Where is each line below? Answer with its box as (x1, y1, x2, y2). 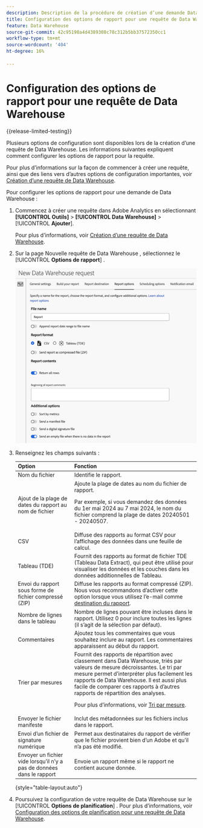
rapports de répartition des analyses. (74, 690, 166, 697)
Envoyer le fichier (18, 715, 62, 722)
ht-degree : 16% (6, 49, 45, 55)
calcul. (74, 544, 91, 551)
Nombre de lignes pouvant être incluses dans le (74, 608, 193, 616)
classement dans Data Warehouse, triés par (74, 657, 182, 665)
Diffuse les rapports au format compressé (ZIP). (74, 580, 193, 588)
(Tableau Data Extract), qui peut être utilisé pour (74, 559, 194, 566)
